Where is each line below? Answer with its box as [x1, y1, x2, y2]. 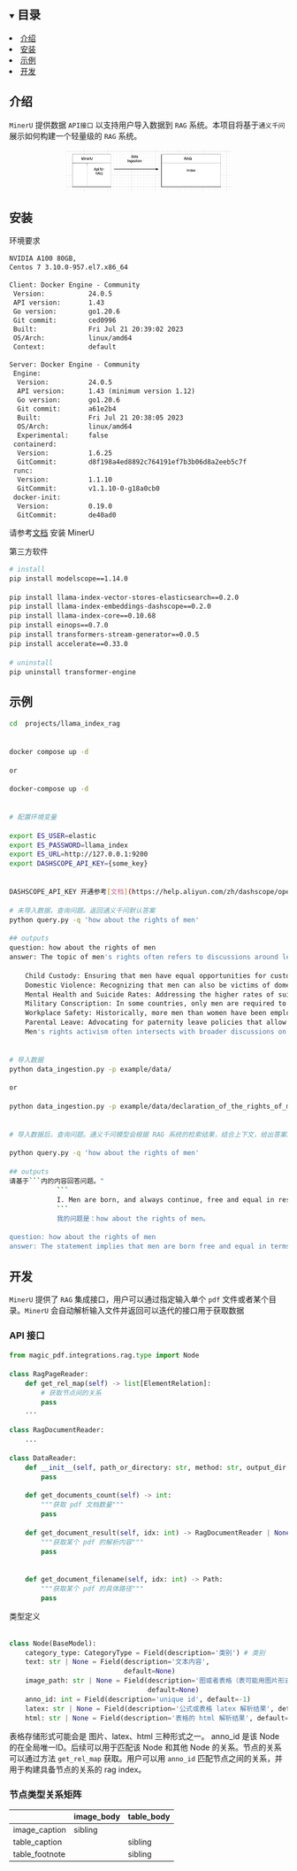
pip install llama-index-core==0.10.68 [9, 612, 156, 620]
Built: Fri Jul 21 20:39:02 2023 [12, 325, 184, 334]
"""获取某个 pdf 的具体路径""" [41, 1584, 144, 1594]
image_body [73, 1812, 121, 1822]
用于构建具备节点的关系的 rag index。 [9, 1764, 147, 1775]
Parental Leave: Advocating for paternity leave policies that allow [25, 1018, 287, 1028]
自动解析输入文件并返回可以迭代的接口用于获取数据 [57, 1305, 245, 1315]
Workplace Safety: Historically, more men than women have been [25, 1009, 267, 1018]
